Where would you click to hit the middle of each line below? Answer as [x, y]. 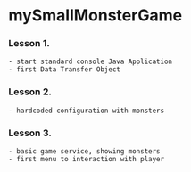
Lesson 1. [29, 44]
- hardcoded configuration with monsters [87, 111]
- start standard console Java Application [91, 62]
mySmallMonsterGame [95, 16]
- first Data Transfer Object [65, 70]
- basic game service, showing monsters [85, 152]
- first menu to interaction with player [87, 160]
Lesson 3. [30, 133]
